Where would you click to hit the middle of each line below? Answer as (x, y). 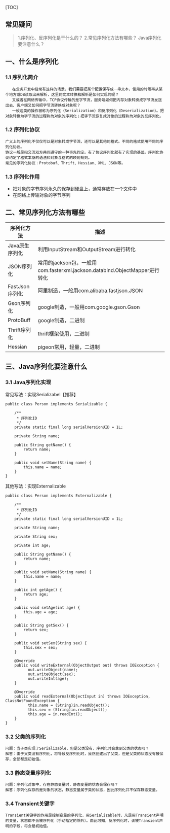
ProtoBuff (19, 320)
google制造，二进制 (61, 320)
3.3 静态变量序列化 (28, 773)
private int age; (33, 545)
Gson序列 (19, 303)
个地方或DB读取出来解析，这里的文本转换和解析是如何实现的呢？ (62, 94)
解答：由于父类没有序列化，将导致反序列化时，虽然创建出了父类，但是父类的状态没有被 (82, 754)
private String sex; (36, 536)
